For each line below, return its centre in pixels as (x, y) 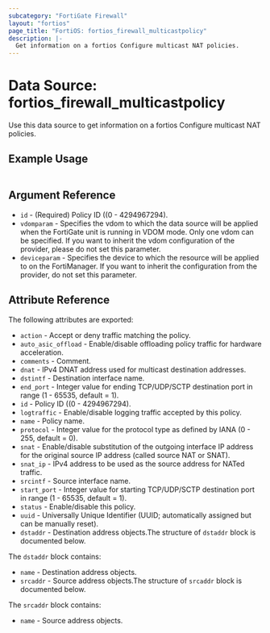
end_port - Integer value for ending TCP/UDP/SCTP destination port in (136, 386)
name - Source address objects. (71, 620)
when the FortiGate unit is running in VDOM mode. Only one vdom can (137, 231)
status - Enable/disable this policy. (78, 506)
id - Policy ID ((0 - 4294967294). (75, 403)
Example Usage (48, 159)
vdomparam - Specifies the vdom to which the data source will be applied (139, 223)
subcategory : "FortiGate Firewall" (68, 16)
